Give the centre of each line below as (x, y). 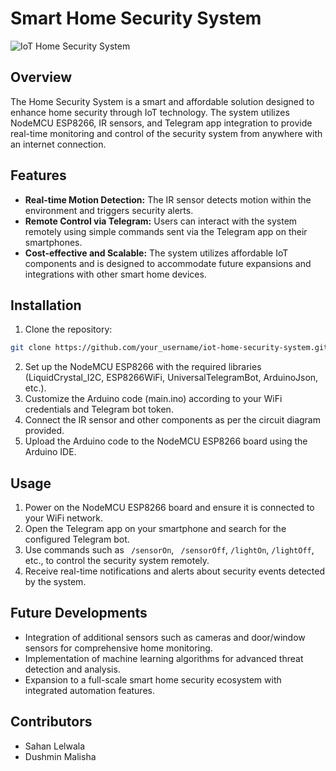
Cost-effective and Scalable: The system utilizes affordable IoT (156, 253)
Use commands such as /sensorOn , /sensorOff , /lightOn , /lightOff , (169, 550)
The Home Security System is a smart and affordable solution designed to (162, 101)
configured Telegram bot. (77, 539)
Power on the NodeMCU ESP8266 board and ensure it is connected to (169, 508)
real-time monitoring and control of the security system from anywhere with (166, 133)
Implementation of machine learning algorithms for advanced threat (164, 658)
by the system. (55, 582)
